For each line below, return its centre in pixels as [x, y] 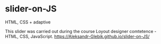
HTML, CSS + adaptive [28, 22]
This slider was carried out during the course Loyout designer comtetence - [81, 31]
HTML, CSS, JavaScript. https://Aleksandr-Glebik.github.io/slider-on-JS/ [77, 36]
